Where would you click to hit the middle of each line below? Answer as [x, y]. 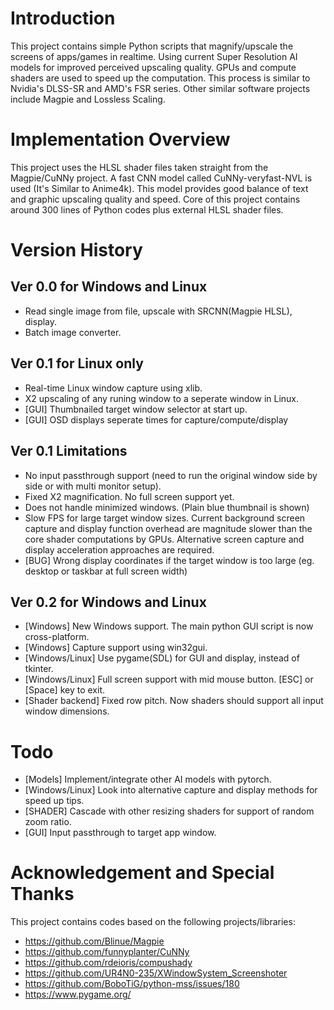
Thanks [42, 894]
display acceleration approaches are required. [119, 549]
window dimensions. [67, 711]
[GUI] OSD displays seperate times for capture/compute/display [156, 419]
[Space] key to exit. [64, 690]
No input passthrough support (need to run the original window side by [171, 475]
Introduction [63, 18]
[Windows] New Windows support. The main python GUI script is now [169, 626]
